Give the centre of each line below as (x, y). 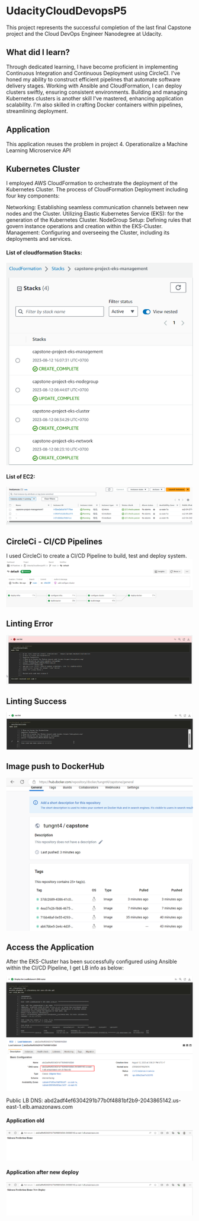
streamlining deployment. (37, 111)
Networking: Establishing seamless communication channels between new (97, 207)
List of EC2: (21, 477)
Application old (25, 1120)
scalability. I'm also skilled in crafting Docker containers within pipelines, (94, 105)
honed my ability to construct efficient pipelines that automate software (93, 79)
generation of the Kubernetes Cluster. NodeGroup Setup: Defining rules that (99, 220)
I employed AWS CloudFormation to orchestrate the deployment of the (92, 183)
